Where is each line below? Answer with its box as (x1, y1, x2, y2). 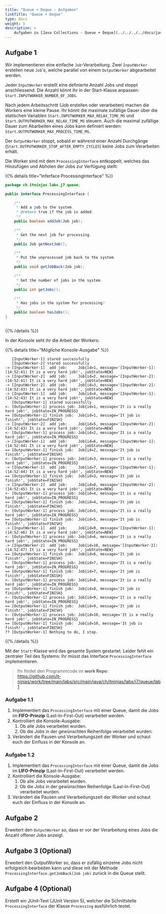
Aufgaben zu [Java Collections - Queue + (14, 30, 100, 35)
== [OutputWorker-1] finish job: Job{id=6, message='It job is (5, 551, 140, 556)
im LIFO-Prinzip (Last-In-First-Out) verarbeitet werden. (12, 768, 125, 774)
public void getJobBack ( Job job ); (14, 265, 85, 269)
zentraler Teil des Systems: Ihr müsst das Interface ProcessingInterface (5, 653, 152, 659)
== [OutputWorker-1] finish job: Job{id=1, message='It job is (5, 413, 140, 418)
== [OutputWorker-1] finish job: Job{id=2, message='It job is (5, 447, 140, 452)
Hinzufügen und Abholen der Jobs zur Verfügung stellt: (5, 163, 118, 169)
